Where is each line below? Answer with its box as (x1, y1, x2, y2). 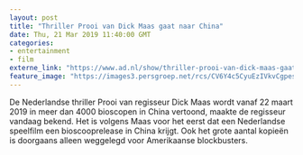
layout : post (9, 13, 59, 23)
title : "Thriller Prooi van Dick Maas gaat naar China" (9, 22, 224, 31)
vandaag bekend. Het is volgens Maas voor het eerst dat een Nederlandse (9, 115, 286, 126)
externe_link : (9, 64, 63, 73)
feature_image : (9, 72, 67, 81)
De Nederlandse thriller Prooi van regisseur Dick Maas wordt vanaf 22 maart (9, 96, 293, 107)
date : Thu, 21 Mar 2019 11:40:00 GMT (9, 30, 151, 39)
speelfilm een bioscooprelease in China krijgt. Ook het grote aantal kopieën (9, 125, 289, 136)
